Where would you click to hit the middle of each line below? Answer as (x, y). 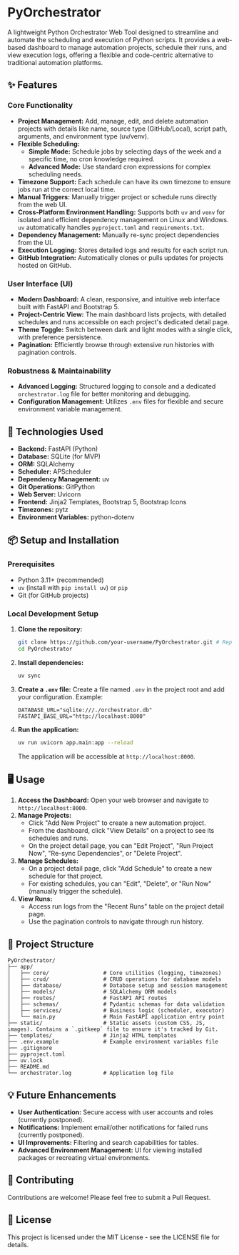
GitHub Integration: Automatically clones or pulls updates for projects (121, 257)
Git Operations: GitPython (56, 487)
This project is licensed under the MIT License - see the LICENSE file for (113, 1237)
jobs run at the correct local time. (66, 189)
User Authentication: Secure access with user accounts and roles (116, 1112)
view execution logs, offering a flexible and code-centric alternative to (111, 55)
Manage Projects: (45, 816)
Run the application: (49, 729)
